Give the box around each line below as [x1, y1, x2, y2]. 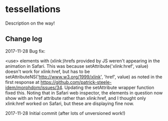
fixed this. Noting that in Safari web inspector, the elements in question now [5, 89, 163, 96]
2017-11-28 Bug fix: [5, 48, 46, 54]
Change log [5, 35, 43, 43]
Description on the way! [5, 20, 55, 26]
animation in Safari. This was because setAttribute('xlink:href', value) [5, 63, 149, 69]
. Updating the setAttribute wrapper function [61, 84, 154, 90]
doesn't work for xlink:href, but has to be [5, 68, 90, 74]
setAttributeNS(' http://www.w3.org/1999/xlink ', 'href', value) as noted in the [5, 74, 163, 80]
